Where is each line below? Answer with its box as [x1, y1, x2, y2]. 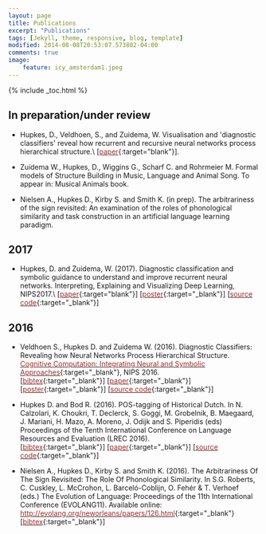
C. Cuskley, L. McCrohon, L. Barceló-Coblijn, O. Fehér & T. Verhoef [19, 483, 239, 493]
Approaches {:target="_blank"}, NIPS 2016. [19, 367, 160, 377]
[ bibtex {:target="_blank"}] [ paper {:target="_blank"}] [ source [19, 442, 219, 452]
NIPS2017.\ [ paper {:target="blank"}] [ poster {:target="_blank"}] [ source [19, 289, 253, 299]
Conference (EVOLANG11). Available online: [19, 500, 162, 510]
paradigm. [19, 220, 54, 230]
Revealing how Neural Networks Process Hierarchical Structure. [19, 351, 230, 360]
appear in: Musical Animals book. [19, 179, 130, 188]
